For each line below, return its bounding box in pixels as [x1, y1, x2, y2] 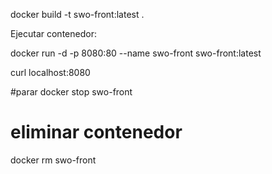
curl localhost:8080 [10, 67, 91, 78]
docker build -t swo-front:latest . [10, 9, 145, 20]
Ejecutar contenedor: [10, 28, 97, 39]
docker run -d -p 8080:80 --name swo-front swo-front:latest [10, 47, 262, 59]
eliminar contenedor [10, 121, 183, 144]
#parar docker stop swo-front [10, 86, 133, 98]
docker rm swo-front [10, 154, 97, 166]
